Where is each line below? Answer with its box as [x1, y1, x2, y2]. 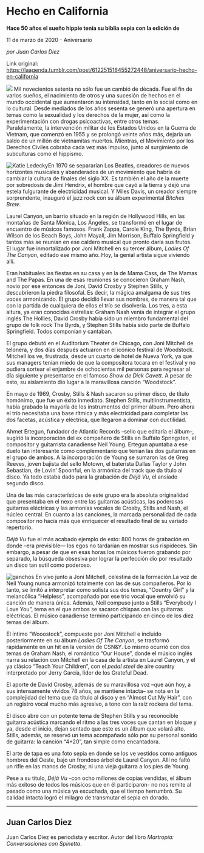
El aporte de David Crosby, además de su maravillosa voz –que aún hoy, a [6, 681, 191, 688]
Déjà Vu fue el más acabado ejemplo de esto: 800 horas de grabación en [6, 535, 189, 542]
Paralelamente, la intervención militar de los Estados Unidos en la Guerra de [6, 124, 196, 132]
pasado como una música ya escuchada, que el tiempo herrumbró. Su [6, 787, 182, 795]
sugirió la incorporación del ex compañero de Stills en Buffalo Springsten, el [6, 434, 196, 441]
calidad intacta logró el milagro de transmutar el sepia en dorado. [6, 793, 170, 801]
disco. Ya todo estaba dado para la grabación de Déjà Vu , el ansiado [6, 473, 178, 480]
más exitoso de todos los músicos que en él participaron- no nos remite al [6, 781, 191, 788]
